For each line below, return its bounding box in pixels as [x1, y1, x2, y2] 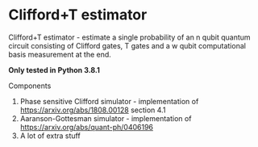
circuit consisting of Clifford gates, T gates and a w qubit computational [8, 40, 246, 50]
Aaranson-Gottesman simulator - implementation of [19, 113, 192, 123]
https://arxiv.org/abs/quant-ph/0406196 [19, 122, 153, 132]
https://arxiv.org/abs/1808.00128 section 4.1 [19, 105, 166, 115]
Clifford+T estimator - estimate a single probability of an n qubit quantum [8, 32, 252, 42]
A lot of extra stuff [19, 131, 81, 141]
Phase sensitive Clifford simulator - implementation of [19, 96, 199, 106]
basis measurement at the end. [8, 49, 111, 59]
